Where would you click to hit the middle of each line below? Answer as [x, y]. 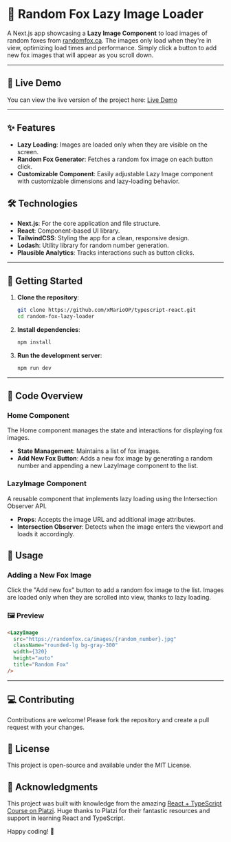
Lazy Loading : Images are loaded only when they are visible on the [112, 145]
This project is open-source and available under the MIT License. [99, 765]
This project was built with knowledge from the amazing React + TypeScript [114, 803]
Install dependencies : [48, 329]
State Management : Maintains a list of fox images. [89, 451]
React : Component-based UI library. [68, 231]
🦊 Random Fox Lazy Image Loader [106, 14]
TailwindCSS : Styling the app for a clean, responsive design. [103, 238]
